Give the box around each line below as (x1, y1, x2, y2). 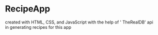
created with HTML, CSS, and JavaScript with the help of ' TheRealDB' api (5, 19, 154, 25)
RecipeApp (5, 3, 50, 14)
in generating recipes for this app (5, 24, 72, 30)
